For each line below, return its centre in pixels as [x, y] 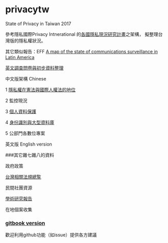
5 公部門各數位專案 [25, 133]
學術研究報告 [19, 198]
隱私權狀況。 [32, 40]
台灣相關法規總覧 [23, 177]
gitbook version [25, 223]
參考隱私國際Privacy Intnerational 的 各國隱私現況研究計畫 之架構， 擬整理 [82, 34]
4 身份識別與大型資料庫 [30, 122]
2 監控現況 [16, 100]
